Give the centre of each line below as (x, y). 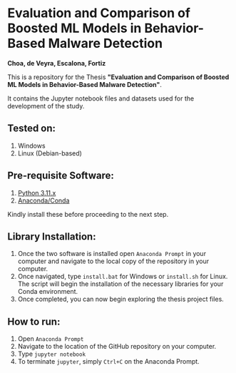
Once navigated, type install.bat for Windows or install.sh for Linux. (123, 277)
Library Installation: (52, 236)
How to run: (34, 321)
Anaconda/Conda (43, 200)
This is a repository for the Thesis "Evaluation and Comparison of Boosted (118, 77)
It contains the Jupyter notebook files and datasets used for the (101, 98)
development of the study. (46, 106)
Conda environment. (48, 292)
